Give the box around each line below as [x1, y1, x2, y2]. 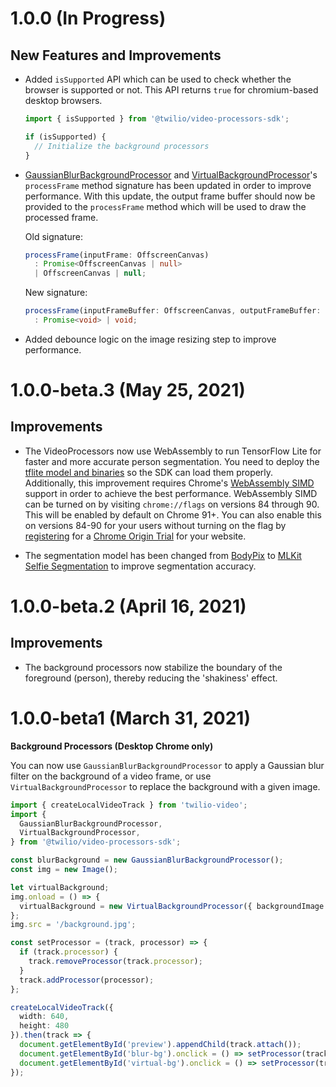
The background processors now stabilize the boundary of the [24, 661, 283, 673]
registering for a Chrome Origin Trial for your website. [24, 530, 247, 542]
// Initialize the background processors [34, 141, 210, 151]
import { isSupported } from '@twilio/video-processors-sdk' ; [24, 114, 290, 124]
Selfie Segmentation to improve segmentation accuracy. [24, 560, 257, 572]
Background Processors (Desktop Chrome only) [10, 740, 214, 752]
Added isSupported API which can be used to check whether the [24, 73, 292, 85]
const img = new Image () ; [10, 865, 118, 875]
